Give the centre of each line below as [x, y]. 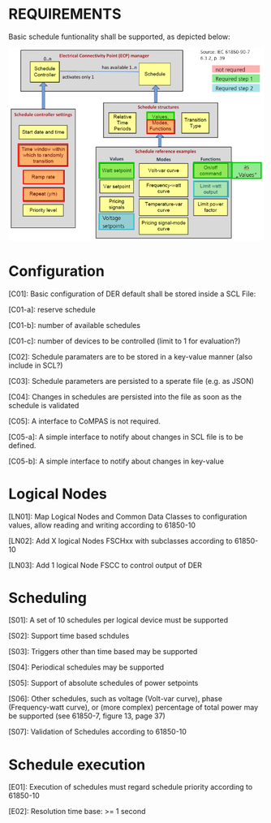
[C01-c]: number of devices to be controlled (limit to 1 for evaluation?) [125, 341]
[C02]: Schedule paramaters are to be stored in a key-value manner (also [131, 356]
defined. [22, 445]
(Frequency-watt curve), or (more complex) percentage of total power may [133, 708]
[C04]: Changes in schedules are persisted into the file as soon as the [125, 396]
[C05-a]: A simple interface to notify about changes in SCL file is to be [126, 437]
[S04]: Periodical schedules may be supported [86, 667]
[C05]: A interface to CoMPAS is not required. [84, 421]
